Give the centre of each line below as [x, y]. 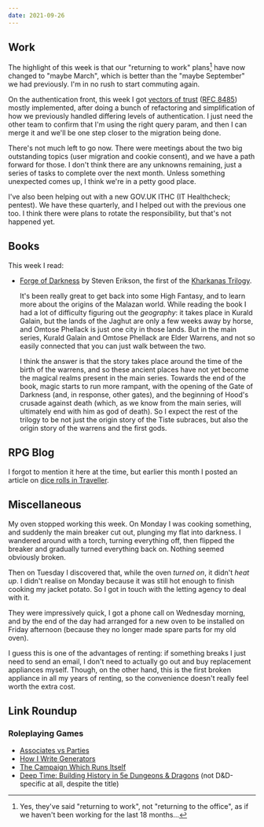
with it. [19, 597]
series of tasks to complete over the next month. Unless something [117, 173]
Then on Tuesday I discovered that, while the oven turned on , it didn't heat [129, 572]
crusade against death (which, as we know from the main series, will [130, 402]
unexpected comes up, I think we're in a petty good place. [102, 182]
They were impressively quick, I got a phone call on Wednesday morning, [127, 612]
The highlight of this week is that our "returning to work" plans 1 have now [127, 67]
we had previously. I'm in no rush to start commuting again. [104, 84]
